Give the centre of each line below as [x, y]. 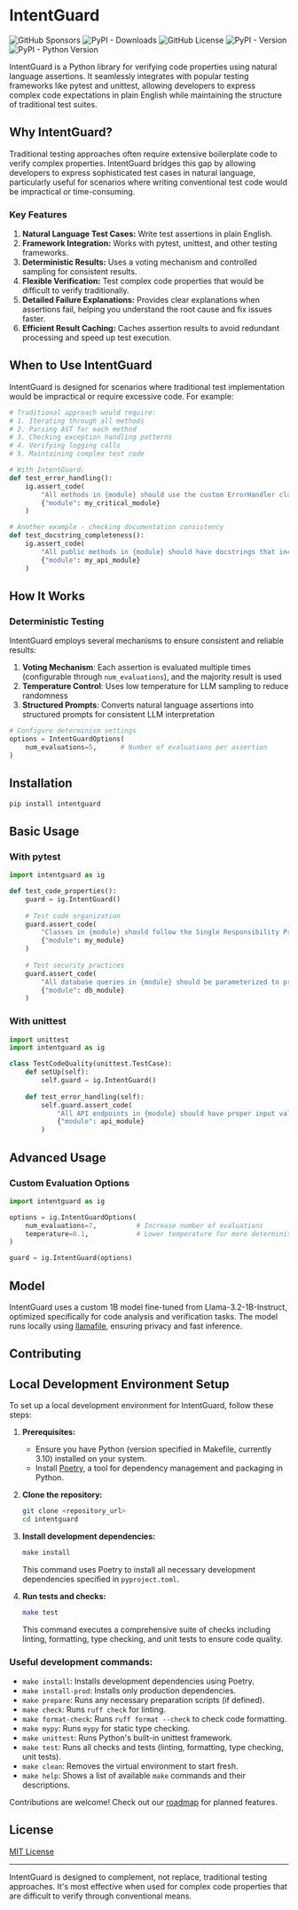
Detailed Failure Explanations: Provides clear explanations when [141, 300]
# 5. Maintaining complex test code [77, 454]
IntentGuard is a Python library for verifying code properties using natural [143, 67]
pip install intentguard [55, 804]
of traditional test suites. [53, 104]
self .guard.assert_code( [87, 1105]
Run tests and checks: [64, 1596]
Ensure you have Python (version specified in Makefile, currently [153, 1449]
